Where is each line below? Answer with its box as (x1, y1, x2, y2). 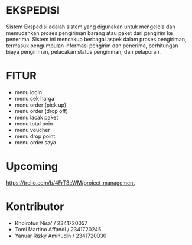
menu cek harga (14, 95, 55, 102)
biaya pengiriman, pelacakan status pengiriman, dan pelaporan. (6, 48, 161, 55)
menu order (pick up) (14, 101, 67, 108)
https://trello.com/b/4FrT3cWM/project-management (6, 179, 135, 186)
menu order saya (14, 138, 56, 146)
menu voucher (14, 126, 50, 133)
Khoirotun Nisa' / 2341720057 (14, 220, 88, 227)
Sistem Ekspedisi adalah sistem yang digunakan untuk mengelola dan (6, 23, 175, 30)
